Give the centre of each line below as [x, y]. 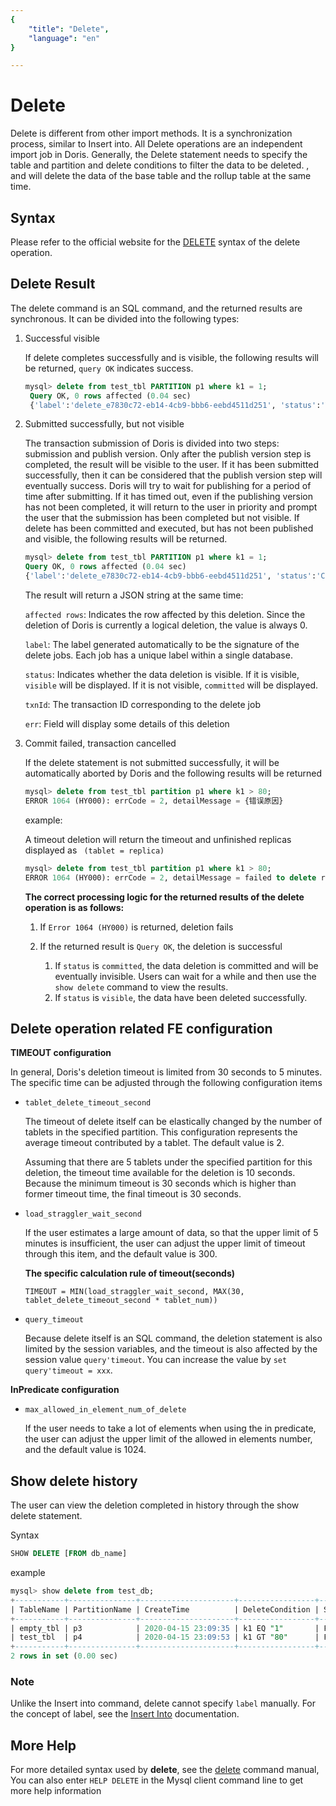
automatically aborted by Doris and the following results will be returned [173, 773]
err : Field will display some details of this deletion [127, 724]
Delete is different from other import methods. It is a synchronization [151, 133]
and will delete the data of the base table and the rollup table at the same [161, 176]
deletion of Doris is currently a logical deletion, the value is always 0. [166, 625]
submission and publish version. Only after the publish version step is [168, 454]
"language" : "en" [64, 38]
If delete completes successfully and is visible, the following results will [171, 357]
